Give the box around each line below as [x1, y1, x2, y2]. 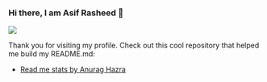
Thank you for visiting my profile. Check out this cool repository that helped [8, 40, 260, 51]
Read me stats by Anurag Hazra [19, 64, 127, 75]
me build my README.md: [8, 49, 95, 59]
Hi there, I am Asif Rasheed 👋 [8, 7, 124, 18]
